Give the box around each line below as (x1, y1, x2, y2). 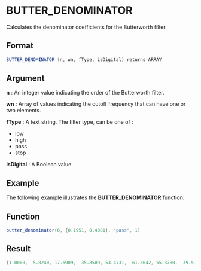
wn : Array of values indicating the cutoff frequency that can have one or (6, 101, 186, 108)
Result (6, 243, 31, 254)
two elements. (6, 107, 41, 114)
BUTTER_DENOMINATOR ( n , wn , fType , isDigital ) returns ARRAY (6, 56, 162, 63)
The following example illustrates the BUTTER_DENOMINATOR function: (6, 194, 185, 201)
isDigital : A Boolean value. (6, 161, 74, 168)
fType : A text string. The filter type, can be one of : (6, 118, 133, 126)
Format (6, 41, 34, 51)
